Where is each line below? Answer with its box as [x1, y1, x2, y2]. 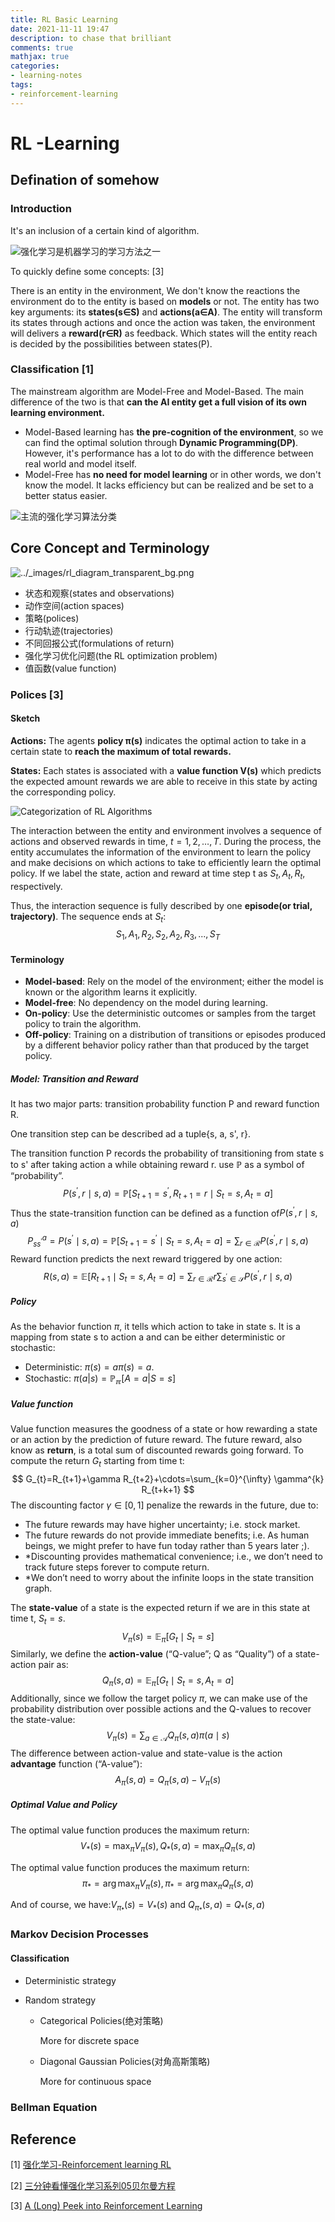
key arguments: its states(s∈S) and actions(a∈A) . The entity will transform [10, 306, 323, 318]
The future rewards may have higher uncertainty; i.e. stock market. [24, 1518, 301, 1530]
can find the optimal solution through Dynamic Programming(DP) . [24, 436, 299, 448]
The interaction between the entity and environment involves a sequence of [10, 824, 323, 836]
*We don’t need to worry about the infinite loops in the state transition [24, 1571, 315, 1583]
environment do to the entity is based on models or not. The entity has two [10, 295, 320, 307]
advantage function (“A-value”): [10, 1758, 143, 1770]
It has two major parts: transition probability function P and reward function [10, 1098, 320, 1110]
